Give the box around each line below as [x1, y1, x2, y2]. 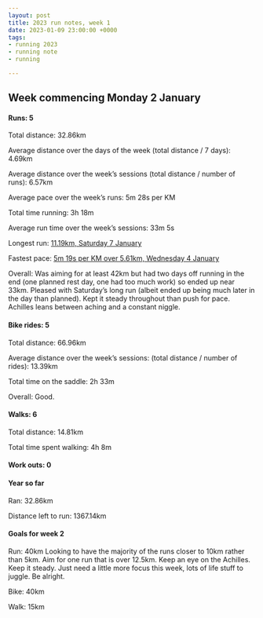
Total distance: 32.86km [8, 130, 86, 140]
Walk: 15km [8, 602, 45, 611]
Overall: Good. [8, 392, 55, 401]
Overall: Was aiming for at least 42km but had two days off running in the [8, 269, 245, 279]
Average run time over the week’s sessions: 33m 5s [8, 223, 175, 232]
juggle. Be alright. [8, 571, 65, 581]
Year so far [8, 478, 45, 488]
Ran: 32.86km [8, 495, 53, 505]
